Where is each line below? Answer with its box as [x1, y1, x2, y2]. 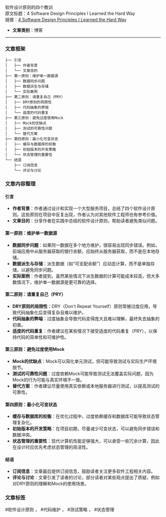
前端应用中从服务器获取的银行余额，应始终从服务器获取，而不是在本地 [12, 248, 156, 254]
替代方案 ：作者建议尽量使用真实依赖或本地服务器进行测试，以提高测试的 [12, 383, 160, 389]
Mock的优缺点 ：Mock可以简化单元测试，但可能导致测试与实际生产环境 [12, 358, 157, 364]
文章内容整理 [5, 180, 36, 187]
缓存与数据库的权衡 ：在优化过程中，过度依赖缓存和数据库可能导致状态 [12, 413, 156, 419]
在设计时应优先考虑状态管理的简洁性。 [12, 444, 90, 450]
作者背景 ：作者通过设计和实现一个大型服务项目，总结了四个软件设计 [12, 206, 151, 212]
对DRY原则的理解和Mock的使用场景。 [12, 481, 89, 487]
